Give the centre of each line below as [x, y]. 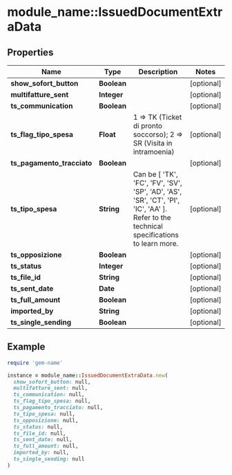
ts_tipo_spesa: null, [45, 414]
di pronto [148, 126]
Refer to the [152, 217]
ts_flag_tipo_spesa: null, [52, 401]
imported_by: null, [41, 453]
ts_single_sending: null [49, 459]
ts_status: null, [38, 427]
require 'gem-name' [35, 363]
